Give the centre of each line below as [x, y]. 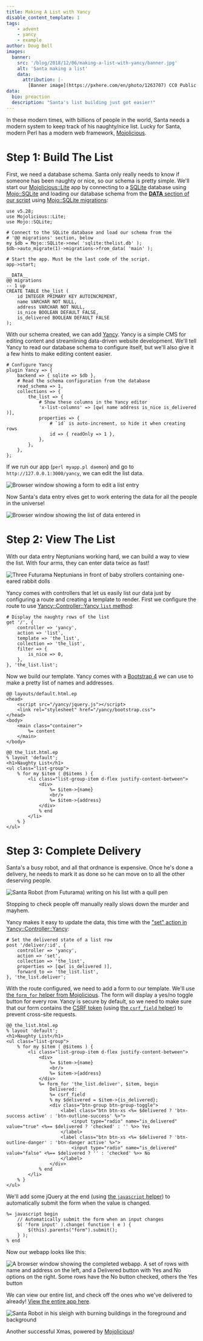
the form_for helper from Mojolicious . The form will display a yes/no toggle [100, 995]
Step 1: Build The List [60, 157]
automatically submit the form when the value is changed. [78, 1203]
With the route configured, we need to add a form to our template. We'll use [101, 989]
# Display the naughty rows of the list [58, 617]
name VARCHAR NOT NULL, [47, 302]
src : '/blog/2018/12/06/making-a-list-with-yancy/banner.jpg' [97, 63]
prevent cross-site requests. [42, 1014]
